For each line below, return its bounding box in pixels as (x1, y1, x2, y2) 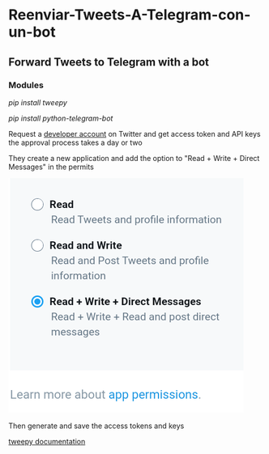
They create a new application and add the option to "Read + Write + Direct (8, 153, 260, 163)
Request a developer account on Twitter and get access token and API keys (8, 129, 261, 138)
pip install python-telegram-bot (8, 113, 113, 123)
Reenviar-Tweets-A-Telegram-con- (8, 6, 251, 24)
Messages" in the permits (8, 162, 95, 172)
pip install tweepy (8, 97, 67, 107)
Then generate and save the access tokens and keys (8, 421, 185, 431)
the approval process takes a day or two (8, 138, 143, 147)
